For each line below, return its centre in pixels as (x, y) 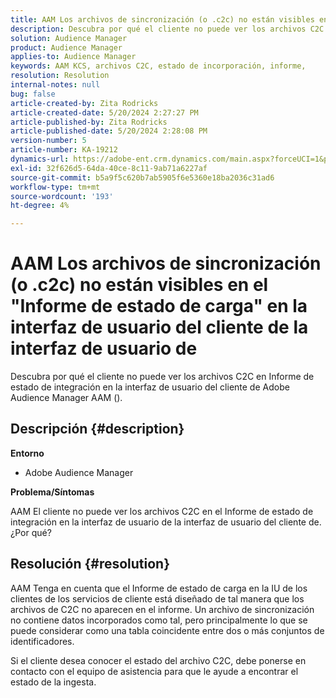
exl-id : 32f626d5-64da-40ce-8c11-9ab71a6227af (109, 168)
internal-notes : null (55, 85)
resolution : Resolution (60, 76)
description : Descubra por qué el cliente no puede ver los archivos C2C (167, 29)
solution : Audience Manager (69, 38)
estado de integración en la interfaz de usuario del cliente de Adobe (150, 387)
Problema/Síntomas (52, 492)
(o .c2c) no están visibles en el (139, 285)
